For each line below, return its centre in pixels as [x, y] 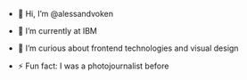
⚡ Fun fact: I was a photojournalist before [93, 66]
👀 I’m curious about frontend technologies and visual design [128, 48]
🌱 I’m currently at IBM [58, 31]
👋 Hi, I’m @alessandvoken [66, 14]
